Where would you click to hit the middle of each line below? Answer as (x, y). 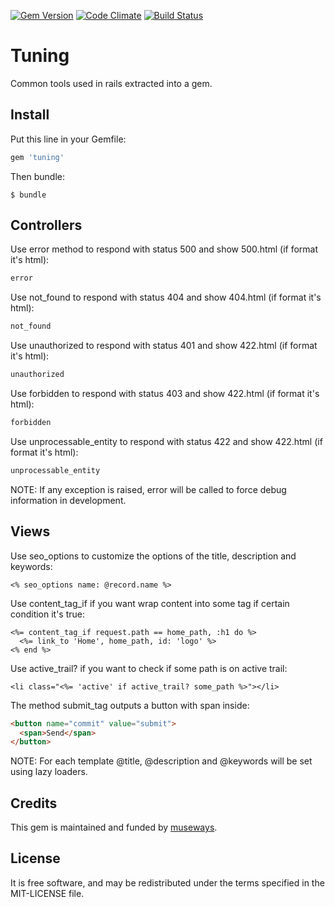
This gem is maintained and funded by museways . (114, 827)
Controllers (46, 225)
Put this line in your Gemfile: (68, 139)
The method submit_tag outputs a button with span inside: (130, 705)
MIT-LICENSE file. (47, 893)
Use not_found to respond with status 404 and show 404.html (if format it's (166, 297)
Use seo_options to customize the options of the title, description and (153, 556)
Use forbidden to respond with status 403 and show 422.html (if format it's (165, 394)
